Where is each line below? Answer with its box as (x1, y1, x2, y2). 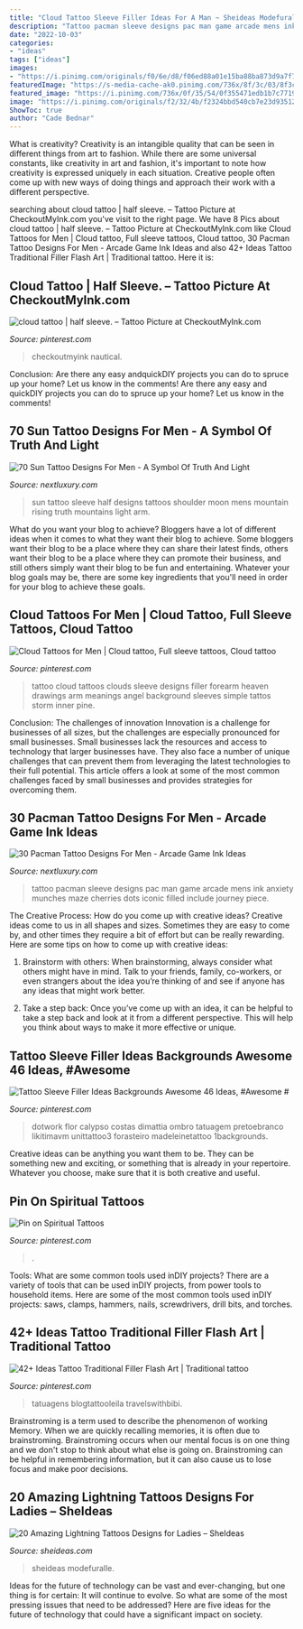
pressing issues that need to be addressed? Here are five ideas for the (9, 1599, 271, 1610)
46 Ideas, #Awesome (9, 1062, 131, 1078)
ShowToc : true (9, 106, 63, 115)
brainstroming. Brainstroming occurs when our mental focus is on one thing (9, 1434, 290, 1445)
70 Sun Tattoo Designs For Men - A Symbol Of (9, 423, 272, 439)
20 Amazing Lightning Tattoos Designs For (9, 1490, 254, 1505)
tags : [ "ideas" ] (9, 55, 70, 64)
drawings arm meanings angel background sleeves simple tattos (31, 690, 271, 700)
